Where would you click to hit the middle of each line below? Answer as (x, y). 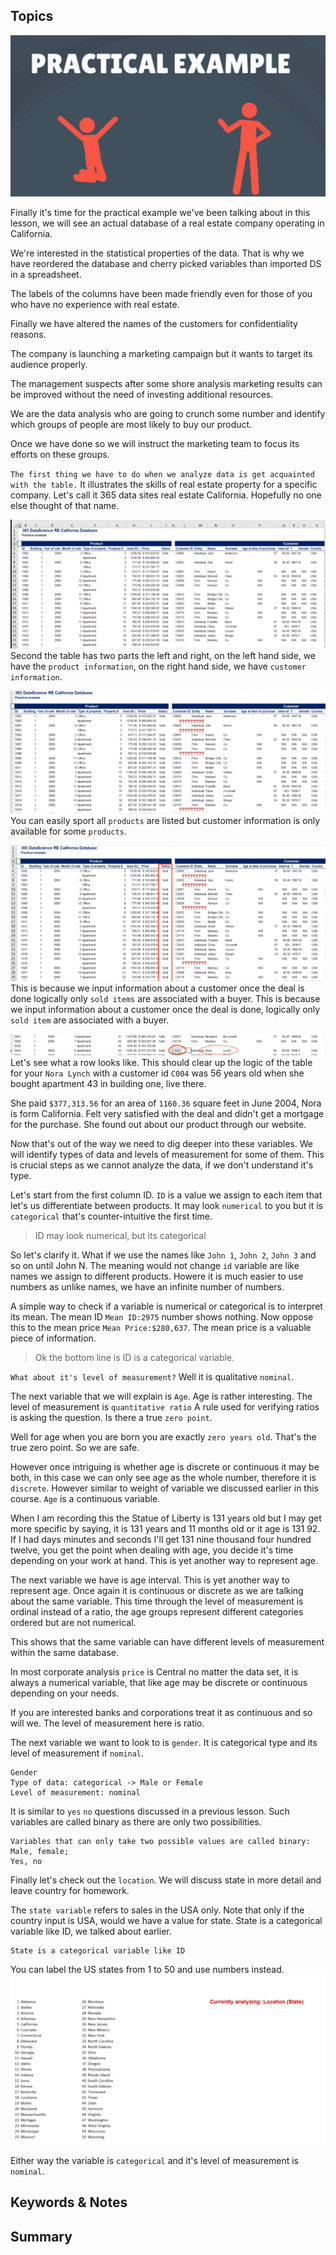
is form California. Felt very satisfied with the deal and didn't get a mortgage (167, 1113)
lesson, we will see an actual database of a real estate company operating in (167, 223)
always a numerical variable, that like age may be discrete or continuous (159, 1682)
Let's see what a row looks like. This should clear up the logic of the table (161, 1062)
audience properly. (49, 365)
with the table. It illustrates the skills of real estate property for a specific (164, 485)
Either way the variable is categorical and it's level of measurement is (155, 2160)
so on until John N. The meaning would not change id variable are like (155, 1265)
